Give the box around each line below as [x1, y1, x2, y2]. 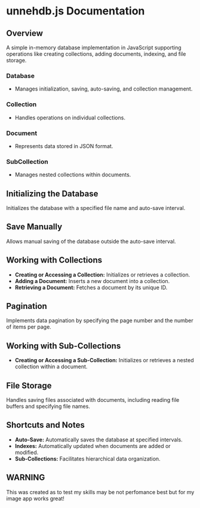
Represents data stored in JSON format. [14, 142, 113, 149]
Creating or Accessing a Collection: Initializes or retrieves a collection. [14, 271, 190, 278]
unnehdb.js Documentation [6, 4, 145, 18]
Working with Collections [6, 255, 103, 265]
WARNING [6, 473, 45, 483]
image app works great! [6, 495, 64, 502]
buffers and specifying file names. [6, 403, 91, 410]
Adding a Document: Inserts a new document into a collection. [14, 277, 170, 284]
